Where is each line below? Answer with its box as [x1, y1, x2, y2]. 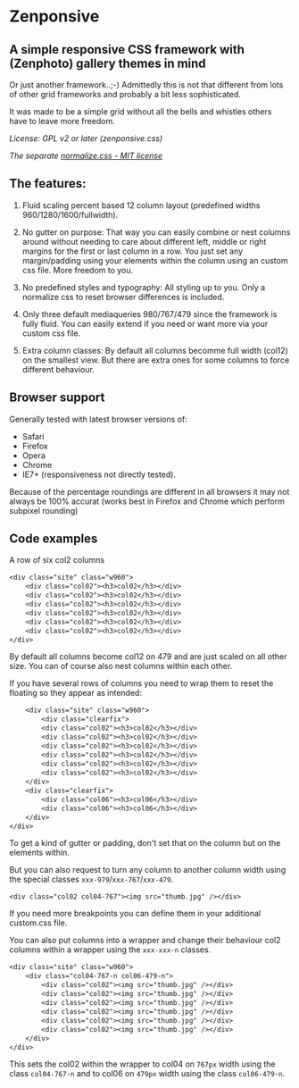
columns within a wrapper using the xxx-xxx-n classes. [9, 944, 212, 955]
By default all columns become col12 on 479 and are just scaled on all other [9, 651, 287, 662]
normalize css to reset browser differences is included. [21, 291, 225, 302]
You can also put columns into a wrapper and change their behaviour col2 [9, 935, 281, 946]
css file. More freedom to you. [21, 264, 134, 275]
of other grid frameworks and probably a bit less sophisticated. [9, 89, 241, 99]
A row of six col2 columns [9, 555, 105, 565]
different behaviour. [21, 364, 96, 374]
